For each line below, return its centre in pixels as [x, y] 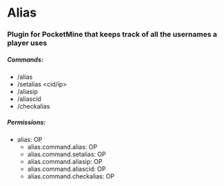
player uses [27, 43]
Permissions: [27, 122]
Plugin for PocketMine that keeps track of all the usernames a [112, 35]
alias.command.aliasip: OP [65, 162]
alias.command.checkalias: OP [71, 176]
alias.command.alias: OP [62, 147]
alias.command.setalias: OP [67, 154]
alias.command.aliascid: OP [67, 169]
